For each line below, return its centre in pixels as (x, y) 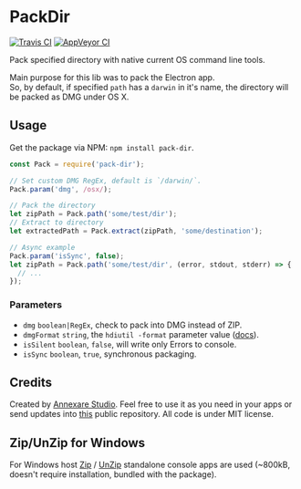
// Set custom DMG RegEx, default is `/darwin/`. (106, 181)
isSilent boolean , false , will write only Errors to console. (130, 344)
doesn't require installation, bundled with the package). (113, 474)
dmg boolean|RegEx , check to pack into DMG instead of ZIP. (132, 325)
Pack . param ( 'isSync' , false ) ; (67, 256)
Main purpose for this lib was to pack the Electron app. (112, 77)
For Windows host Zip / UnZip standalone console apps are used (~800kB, (150, 465)
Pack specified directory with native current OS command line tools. (138, 59)
